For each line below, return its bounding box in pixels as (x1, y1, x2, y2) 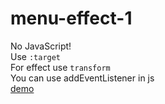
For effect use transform (10, 61, 111, 73)
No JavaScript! (10, 40, 72, 52)
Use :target (10, 50, 62, 62)
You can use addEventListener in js (10, 72, 155, 84)
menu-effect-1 (10, 7, 133, 30)
